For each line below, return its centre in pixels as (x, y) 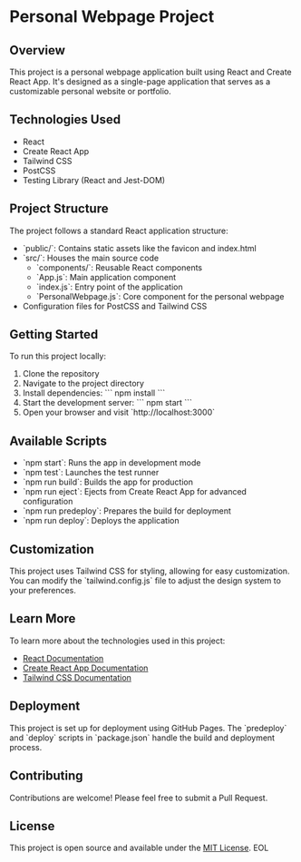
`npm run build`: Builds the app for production (107, 482)
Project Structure (59, 209)
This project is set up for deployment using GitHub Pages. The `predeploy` (148, 728)
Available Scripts (58, 441)
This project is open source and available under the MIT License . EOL (139, 848)
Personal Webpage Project (112, 17)
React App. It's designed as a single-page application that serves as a (140, 82)
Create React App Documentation (85, 668)
